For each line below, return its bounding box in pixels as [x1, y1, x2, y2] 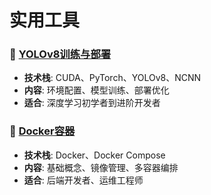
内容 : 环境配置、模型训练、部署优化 [23, 84, 170, 96]
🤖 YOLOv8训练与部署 [9, 47, 112, 61]
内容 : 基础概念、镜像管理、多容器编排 [23, 161, 179, 173]
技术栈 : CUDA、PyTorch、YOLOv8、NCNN [23, 72, 202, 84]
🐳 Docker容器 [9, 124, 76, 138]
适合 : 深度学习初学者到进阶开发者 [23, 97, 161, 109]
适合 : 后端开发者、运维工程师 [23, 174, 144, 186]
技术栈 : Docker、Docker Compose [23, 149, 166, 161]
